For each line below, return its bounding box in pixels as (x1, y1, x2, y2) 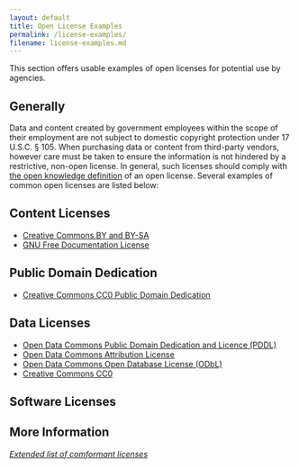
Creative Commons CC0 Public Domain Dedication (22, 289, 211, 300)
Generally (9, 98, 66, 113)
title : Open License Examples (9, 22, 123, 31)
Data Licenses (9, 316, 91, 331)
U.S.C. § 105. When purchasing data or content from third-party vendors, (9, 141, 280, 153)
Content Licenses (9, 206, 111, 221)
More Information (9, 425, 110, 440)
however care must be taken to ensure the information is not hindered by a (9, 151, 286, 162)
